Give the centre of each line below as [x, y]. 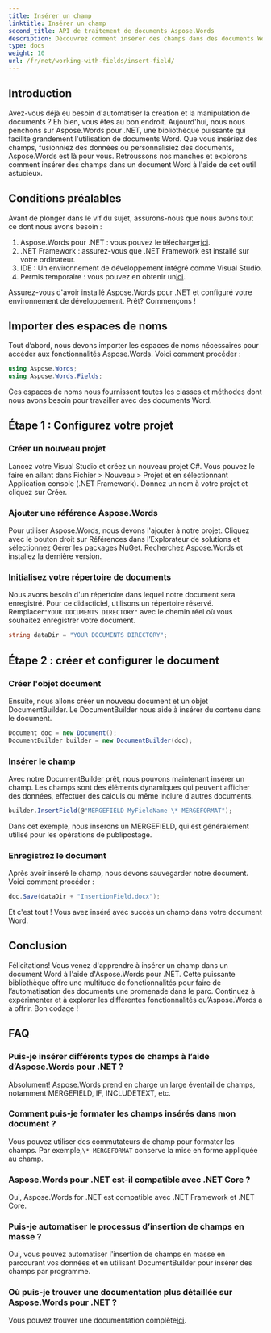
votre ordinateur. [48, 259]
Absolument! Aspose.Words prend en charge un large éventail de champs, [132, 1084]
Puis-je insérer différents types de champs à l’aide [109, 1057]
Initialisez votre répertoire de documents [90, 576]
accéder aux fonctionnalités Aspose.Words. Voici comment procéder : [125, 354]
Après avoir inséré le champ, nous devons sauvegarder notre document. [128, 874]
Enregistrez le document [58, 855]
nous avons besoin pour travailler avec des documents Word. [110, 400]
